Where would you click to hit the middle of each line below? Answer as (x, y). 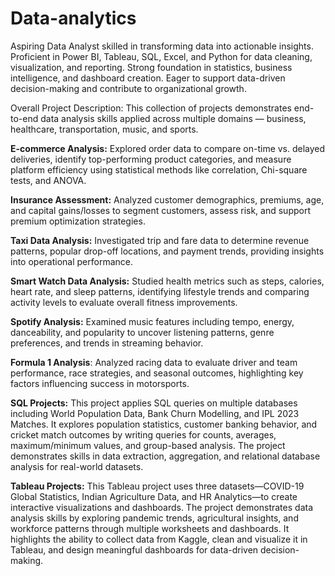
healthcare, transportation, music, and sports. (104, 129)
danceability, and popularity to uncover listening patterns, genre (142, 332)
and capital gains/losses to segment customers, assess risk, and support (161, 210)
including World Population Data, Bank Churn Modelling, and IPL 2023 (155, 413)
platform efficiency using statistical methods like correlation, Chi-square (159, 169)
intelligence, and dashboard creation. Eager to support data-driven (148, 78)
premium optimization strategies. (78, 221)
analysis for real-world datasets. (77, 466)
